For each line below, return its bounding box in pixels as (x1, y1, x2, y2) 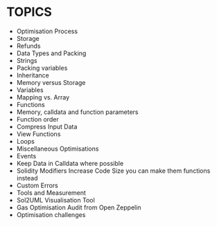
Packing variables (16, 64, 68, 72)
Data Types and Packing (16, 49, 87, 57)
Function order (16, 115, 60, 123)
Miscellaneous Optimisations (16, 144, 99, 153)
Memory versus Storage (16, 78, 86, 86)
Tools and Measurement (16, 188, 86, 197)
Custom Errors (16, 181, 58, 189)
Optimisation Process (16, 27, 78, 35)
